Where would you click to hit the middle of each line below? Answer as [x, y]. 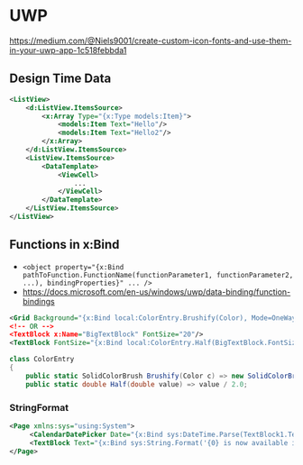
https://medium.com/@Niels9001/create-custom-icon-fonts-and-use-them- [151, 41]
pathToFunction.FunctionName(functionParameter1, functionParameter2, [158, 275]
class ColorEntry [42, 360]
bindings [39, 301]
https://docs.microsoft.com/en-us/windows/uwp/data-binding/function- [156, 292]
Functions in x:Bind [64, 245]
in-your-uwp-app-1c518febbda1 [68, 50]
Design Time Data [60, 79]
